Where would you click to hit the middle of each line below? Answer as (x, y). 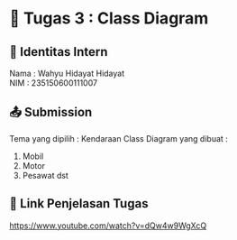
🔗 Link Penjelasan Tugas (79, 203)
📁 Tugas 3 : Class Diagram (109, 18)
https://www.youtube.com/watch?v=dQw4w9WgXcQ (108, 226)
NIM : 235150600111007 (53, 83)
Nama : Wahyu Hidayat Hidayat (67, 73)
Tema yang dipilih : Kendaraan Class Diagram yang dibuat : (118, 138)
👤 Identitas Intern (59, 52)
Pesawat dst (46, 175)
